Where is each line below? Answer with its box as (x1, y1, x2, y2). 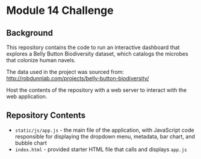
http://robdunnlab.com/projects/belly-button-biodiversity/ (6, 75, 149, 82)
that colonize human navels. (6, 57, 76, 63)
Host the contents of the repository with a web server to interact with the (6, 86, 187, 94)
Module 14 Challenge (6, 4, 114, 18)
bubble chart (14, 139, 47, 146)
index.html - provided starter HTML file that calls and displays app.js (14, 146, 188, 153)
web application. (6, 93, 48, 100)
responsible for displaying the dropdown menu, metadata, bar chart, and (14, 132, 196, 140)
